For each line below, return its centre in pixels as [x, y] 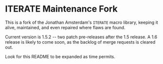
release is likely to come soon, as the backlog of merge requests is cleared [80, 42]
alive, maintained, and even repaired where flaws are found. [65, 27]
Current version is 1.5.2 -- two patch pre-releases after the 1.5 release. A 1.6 [81, 37]
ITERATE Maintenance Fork [61, 9]
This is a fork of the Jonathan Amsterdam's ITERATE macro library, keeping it [82, 22]
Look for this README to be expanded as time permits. [60, 56]
